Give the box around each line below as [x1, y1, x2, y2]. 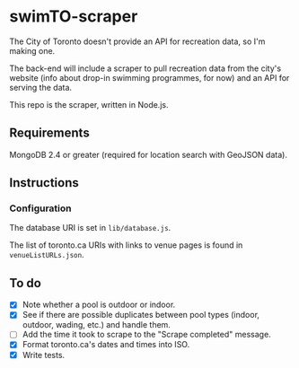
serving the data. [9, 82, 73, 92]
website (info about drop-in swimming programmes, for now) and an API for [9, 72, 290, 83]
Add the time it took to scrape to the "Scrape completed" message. [22, 329, 271, 340]
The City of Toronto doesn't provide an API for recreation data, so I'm [9, 36, 266, 47]
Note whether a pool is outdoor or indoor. [22, 299, 176, 311]
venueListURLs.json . [9, 250, 84, 260]
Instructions [9, 175, 79, 190]
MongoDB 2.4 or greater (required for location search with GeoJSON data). [9, 149, 287, 160]
